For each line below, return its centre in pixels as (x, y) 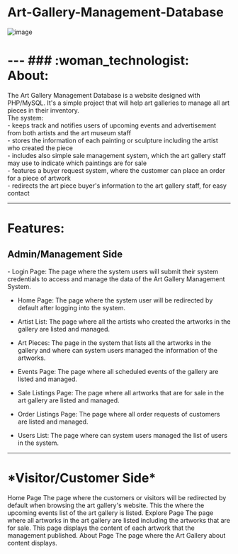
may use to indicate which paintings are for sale (77, 163)
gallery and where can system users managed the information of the (118, 350)
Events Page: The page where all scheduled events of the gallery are (118, 371)
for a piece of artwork (39, 178)
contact (18, 193)
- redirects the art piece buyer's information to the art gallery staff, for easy (117, 186)
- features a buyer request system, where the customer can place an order (116, 170)
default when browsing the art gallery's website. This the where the (106, 505)
